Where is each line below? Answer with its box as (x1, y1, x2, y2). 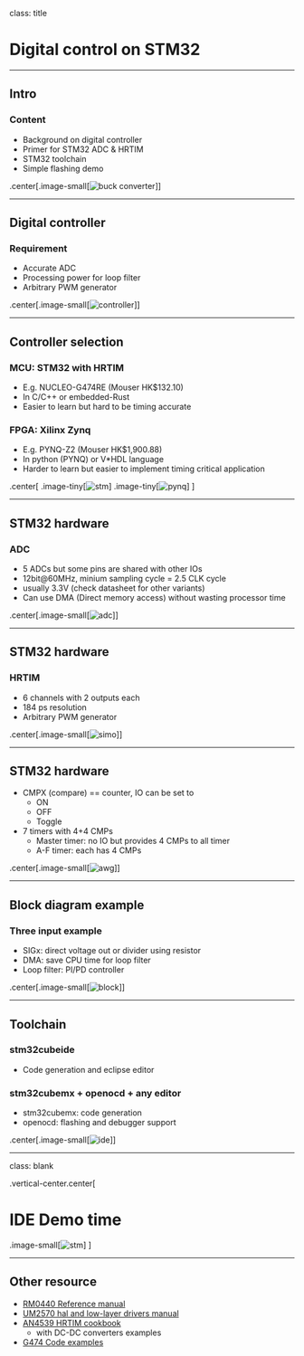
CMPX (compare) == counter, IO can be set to (22, 787, 195, 799)
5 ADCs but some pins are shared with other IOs (22, 563, 203, 574)
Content (9, 113, 47, 126)
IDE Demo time (9, 1209, 122, 1230)
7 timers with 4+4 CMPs (22, 826, 113, 837)
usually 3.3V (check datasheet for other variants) (22, 583, 205, 593)
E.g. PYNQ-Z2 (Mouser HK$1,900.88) (22, 444, 163, 455)
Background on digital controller (22, 134, 143, 145)
